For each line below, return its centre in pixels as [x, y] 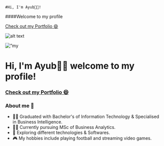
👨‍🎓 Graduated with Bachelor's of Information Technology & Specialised [86, 117]
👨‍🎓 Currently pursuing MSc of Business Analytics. [64, 127]
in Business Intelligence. [37, 122]
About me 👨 [19, 106]
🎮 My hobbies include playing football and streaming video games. [82, 138]
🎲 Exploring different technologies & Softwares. [61, 132]
